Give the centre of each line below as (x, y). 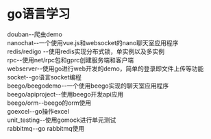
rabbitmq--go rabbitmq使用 (46, 128)
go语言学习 (39, 14)
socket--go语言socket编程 (45, 77)
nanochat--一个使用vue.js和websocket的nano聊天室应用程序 (93, 42)
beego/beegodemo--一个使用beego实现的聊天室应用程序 (88, 86)
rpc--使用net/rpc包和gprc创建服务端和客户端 (71, 60)
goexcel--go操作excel (38, 111)
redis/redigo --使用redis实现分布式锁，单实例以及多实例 (86, 51)
